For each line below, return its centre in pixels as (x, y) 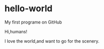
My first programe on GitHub (33, 22)
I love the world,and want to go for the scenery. (52, 41)
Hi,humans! (16, 31)
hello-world (29, 9)
